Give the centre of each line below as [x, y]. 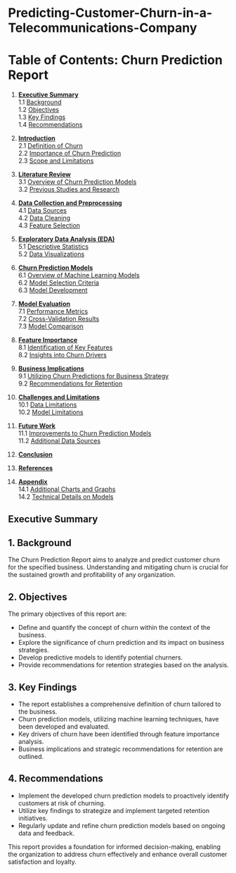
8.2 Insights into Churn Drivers [63, 355]
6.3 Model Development [53, 290]
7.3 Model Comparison [51, 326]
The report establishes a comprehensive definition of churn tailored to [119, 704]
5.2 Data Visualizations [51, 254]
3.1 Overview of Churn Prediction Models [77, 182]
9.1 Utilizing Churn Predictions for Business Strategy [93, 376]
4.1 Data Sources [42, 211]
